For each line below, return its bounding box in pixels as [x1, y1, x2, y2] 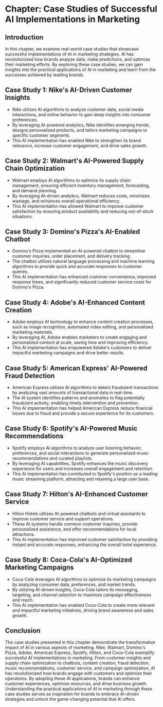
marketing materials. [12, 329, 54, 335]
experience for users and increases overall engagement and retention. [12, 466, 153, 471]
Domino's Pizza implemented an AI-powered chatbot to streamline [12, 248, 145, 254]
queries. [12, 269, 29, 274]
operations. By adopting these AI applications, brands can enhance [5, 675, 140, 682]
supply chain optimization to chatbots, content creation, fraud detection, [5, 660, 150, 666]
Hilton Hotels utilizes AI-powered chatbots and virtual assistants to [12, 510, 146, 516]
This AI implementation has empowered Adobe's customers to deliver [12, 344, 152, 351]
